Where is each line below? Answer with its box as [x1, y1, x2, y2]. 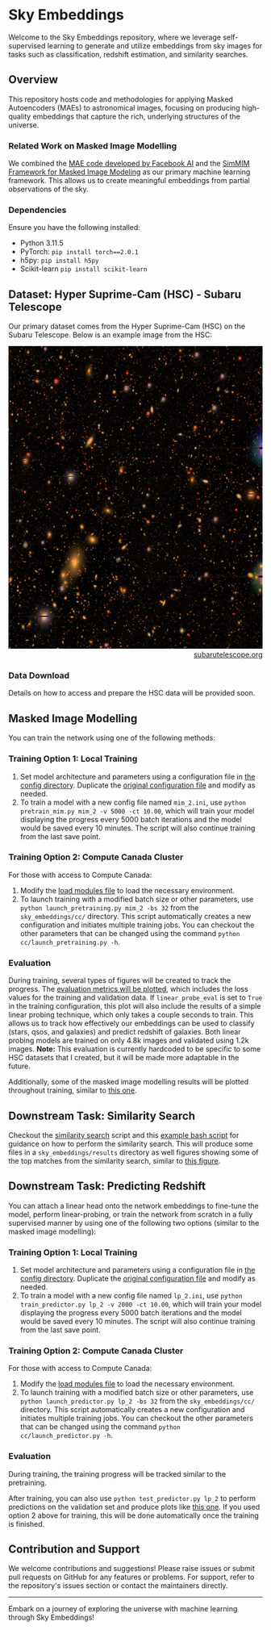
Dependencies [8, 204, 67, 215]
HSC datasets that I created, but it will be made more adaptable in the [8, 1053, 240, 1063]
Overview [8, 73, 59, 86]
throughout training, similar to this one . [8, 1085, 137, 1095]
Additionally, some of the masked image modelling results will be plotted [8, 1077, 249, 1087]
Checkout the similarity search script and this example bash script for [8, 1130, 240, 1139]
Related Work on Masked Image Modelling [8, 140, 177, 151]
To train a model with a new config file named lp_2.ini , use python [19, 1291, 243, 1301]
